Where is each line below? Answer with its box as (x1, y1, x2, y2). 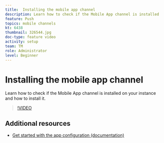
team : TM (5, 44, 23, 49)
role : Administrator (5, 48, 48, 53)
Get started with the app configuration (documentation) (12, 132, 124, 138)
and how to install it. (5, 95, 46, 101)
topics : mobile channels (5, 21, 56, 26)
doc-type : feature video (5, 35, 56, 40)
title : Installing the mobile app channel (5, 7, 96, 12)
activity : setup (5, 39, 38, 44)
